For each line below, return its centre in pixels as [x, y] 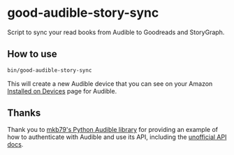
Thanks [24, 113]
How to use [32, 54]
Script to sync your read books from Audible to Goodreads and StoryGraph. [116, 32]
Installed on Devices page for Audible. [62, 91]
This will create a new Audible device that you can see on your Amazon [110, 83]
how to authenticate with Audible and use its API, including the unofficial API [117, 137]
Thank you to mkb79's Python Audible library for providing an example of [113, 130]
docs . [15, 145]
